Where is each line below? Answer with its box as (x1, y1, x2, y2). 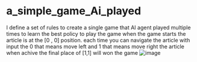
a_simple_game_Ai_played (6, 4, 142, 18)
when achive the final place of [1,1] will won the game (6, 49, 139, 56)
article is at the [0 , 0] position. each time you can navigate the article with (6, 36, 190, 44)
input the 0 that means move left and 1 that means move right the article (6, 43, 185, 50)
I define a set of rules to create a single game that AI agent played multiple (6, 24, 191, 31)
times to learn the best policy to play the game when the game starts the (6, 30, 186, 37)
